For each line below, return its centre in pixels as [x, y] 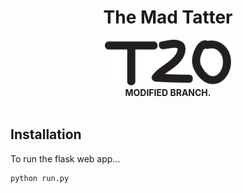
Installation [46, 134]
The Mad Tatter [168, 17]
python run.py [40, 178]
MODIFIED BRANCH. [168, 92]
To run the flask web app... [65, 158]
